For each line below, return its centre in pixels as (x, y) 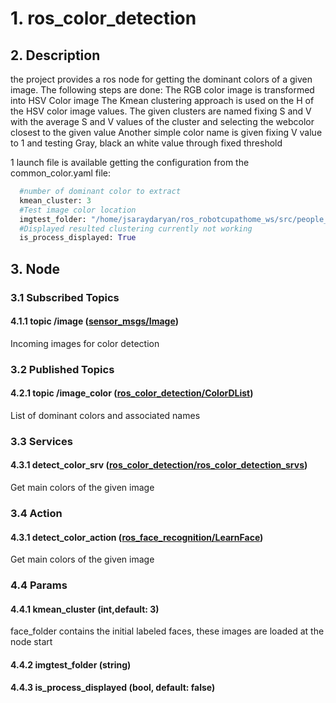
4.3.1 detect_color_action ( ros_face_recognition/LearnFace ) (137, 537)
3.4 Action (36, 513)
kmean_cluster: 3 (55, 200)
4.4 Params (39, 585)
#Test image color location (78, 210)
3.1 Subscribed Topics (65, 297)
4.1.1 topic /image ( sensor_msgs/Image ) (94, 321)
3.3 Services (41, 441)
